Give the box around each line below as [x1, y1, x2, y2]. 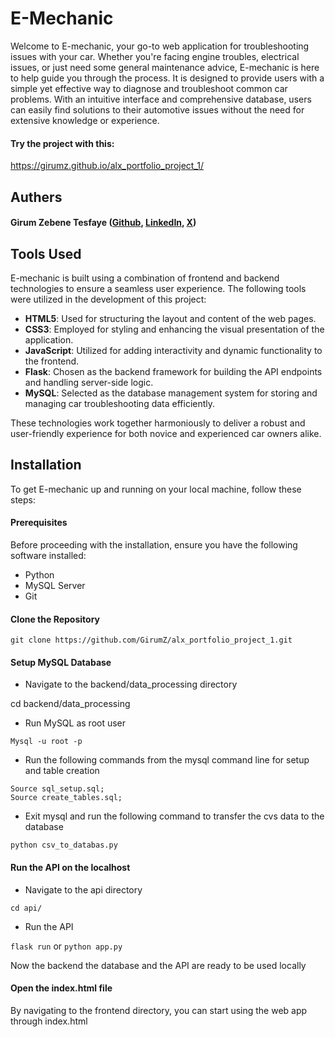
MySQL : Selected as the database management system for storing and [24, 387, 318, 399]
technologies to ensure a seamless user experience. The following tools [10, 282, 307, 294]
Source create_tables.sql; [10, 793, 123, 803]
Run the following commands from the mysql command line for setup [24, 754, 310, 766]
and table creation [24, 765, 100, 777]
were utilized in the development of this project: [10, 293, 207, 305]
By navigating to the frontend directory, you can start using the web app [10, 1004, 308, 1016]
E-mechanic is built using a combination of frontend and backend [10, 272, 280, 284]
